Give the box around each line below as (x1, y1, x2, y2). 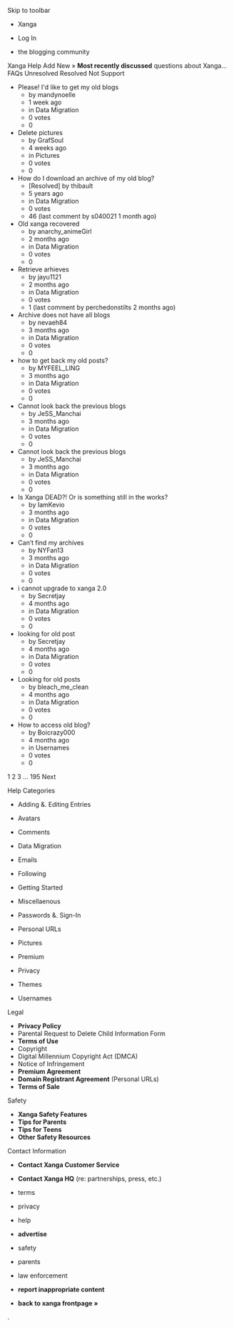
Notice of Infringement (17, 1060, 85, 1068)
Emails (17, 855, 38, 864)
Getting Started (17, 883, 63, 892)
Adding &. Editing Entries (17, 800, 91, 808)
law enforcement (17, 1271, 68, 1280)
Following (17, 870, 46, 878)
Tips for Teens (17, 1125, 62, 1133)
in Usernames (28, 743, 70, 752)
